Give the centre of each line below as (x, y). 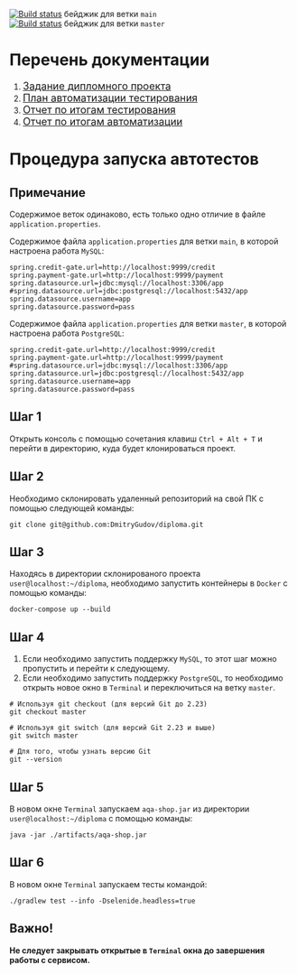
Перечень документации (110, 60)
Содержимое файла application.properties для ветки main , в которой (144, 241)
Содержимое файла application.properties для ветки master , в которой (148, 323)
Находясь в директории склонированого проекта (105, 574)
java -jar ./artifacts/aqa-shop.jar (78, 835)
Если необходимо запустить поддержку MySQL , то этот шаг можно (149, 659)
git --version (36, 760)
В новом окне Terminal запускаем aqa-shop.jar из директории (130, 809)
